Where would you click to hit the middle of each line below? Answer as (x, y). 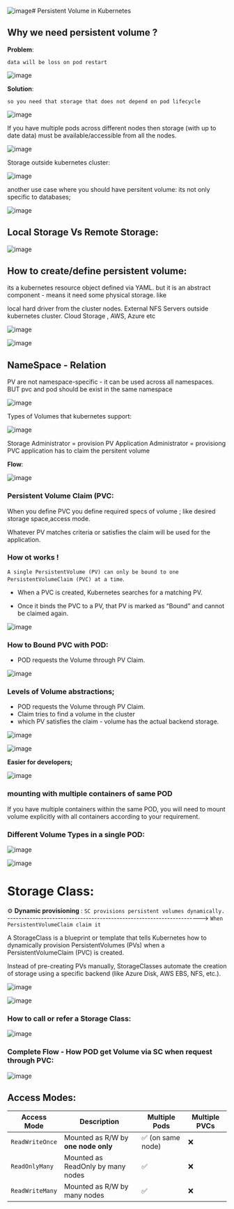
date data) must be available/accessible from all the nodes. (92, 135)
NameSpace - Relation (57, 365)
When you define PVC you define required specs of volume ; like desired (111, 511)
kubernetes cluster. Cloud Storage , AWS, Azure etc (81, 316)
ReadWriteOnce (34, 1142)
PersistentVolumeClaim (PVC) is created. (65, 952)
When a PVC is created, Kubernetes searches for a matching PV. (110, 592)
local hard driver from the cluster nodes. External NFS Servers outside (108, 309)
